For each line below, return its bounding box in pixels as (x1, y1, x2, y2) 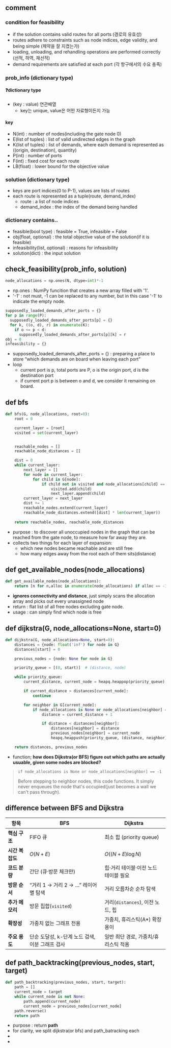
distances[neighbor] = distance (50, 726, 120, 731)
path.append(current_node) (23, 998, 81, 1004)
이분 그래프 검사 (30, 941, 65, 948)
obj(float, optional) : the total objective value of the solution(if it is (12, 234, 150, 240)
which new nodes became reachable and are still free (20, 545, 133, 551)
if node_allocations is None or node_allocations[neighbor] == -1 (17, 769, 162, 774)
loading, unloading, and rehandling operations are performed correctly (12, 48, 161, 55)
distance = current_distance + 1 (41, 712, 113, 717)
